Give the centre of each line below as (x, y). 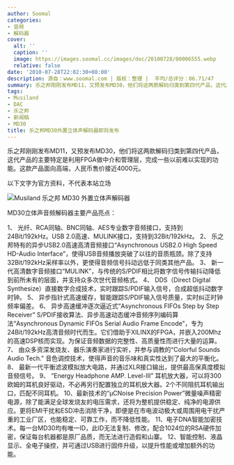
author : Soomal (29, 14)
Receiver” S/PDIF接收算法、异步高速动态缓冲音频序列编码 (90, 315)
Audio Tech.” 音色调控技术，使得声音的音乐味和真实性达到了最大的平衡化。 (115, 358)
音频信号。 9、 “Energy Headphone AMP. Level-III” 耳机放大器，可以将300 (114, 376)
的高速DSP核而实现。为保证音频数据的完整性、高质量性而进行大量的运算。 (114, 341)
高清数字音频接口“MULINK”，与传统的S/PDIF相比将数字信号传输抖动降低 (117, 271)
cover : (17, 40)
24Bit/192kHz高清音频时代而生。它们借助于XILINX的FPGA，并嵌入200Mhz (114, 333)
